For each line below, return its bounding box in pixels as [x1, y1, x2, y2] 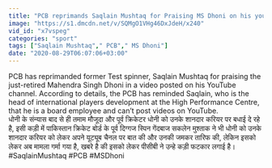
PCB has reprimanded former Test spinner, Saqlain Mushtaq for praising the [8, 72, 261, 81]
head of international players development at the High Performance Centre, [8, 98, 261, 107]
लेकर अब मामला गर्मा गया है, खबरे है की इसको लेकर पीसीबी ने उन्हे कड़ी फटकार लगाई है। [8, 142, 236, 151]
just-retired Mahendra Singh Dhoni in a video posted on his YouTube [8, 80, 236, 90]
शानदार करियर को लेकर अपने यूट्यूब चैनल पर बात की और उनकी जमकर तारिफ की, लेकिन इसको [8, 132, 257, 142]
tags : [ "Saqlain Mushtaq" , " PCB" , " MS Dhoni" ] [8, 42, 168, 50]
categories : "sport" [8, 34, 79, 43]
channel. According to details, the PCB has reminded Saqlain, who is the [8, 89, 249, 98]
